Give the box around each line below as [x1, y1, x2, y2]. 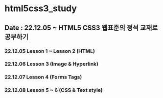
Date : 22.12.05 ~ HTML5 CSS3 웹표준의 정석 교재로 [4, 23, 158, 32]
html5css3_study [4, 3, 77, 14]
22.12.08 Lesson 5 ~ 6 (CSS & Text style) [4, 87, 103, 94]
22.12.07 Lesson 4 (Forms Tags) [4, 74, 82, 80]
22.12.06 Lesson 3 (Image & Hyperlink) [4, 60, 99, 67]
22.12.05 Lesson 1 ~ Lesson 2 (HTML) [4, 47, 95, 54]
